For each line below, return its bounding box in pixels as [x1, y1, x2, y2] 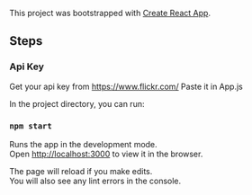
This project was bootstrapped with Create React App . [9, 8, 211, 18]
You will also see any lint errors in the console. [9, 175, 182, 186]
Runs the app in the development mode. [9, 138, 157, 149]
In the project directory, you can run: [9, 98, 145, 109]
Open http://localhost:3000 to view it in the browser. [9, 148, 203, 159]
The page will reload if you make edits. [9, 165, 153, 176]
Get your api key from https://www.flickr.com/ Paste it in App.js [9, 81, 243, 92]
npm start [9, 120, 52, 131]
